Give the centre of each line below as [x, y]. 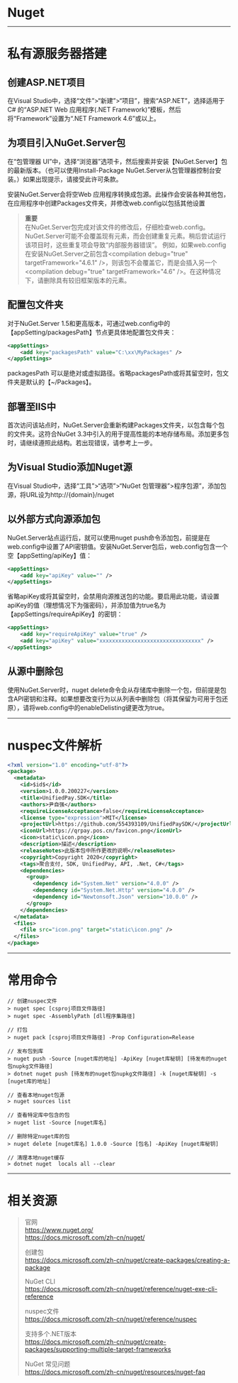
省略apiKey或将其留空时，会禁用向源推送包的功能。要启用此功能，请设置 [113, 596]
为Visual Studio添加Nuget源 [70, 468]
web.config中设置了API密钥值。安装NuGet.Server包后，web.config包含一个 [118, 546]
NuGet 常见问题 [47, 1364]
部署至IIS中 [32, 406]
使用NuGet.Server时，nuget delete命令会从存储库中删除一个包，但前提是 [114, 689]
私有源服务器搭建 [57, 54]
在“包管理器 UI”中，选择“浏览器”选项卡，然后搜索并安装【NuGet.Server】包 [118, 161]
